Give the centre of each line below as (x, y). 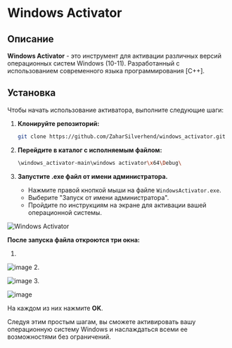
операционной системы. (65, 212)
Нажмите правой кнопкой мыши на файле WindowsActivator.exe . (124, 190)
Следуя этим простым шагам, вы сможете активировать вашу (102, 321)
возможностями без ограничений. (59, 337)
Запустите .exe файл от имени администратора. (92, 176)
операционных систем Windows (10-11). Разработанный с (94, 63)
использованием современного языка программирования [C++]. (106, 71)
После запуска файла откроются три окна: (74, 240)
